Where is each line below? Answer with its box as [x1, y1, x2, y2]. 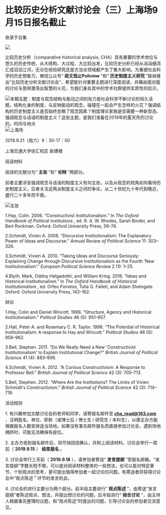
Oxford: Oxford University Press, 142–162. [5, 289, 90, 294]
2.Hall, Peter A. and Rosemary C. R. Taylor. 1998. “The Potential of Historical [5, 324, 160, 330]
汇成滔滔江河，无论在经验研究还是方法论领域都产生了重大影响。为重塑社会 [5, 67, 157, 73]
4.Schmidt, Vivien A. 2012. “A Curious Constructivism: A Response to [5, 364, 146, 370]
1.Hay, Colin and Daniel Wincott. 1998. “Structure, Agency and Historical [5, 309, 152, 315]
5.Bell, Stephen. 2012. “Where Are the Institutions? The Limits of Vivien [5, 379, 149, 385]
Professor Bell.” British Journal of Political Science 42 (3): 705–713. [5, 369, 142, 375]
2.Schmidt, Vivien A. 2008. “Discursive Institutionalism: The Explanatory [5, 232, 152, 238]
